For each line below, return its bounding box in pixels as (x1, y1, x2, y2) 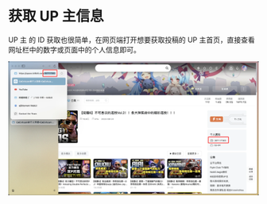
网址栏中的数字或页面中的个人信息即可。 (8, 44, 141, 54)
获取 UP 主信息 (8, 7, 104, 25)
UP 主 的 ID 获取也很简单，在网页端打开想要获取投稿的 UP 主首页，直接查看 (8, 35, 256, 44)
